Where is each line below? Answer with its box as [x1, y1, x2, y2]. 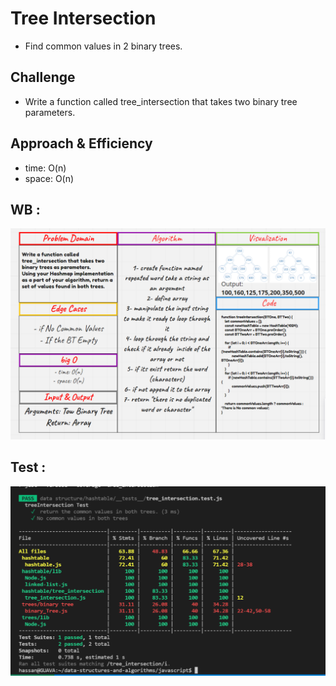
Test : [10, 459, 47, 476]
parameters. [24, 106, 76, 118]
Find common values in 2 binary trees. [24, 40, 183, 52]
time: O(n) [24, 162, 67, 174]
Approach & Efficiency [10, 135, 153, 152]
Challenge [10, 69, 76, 86]
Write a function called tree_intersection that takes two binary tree [24, 95, 298, 107]
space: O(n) [24, 172, 75, 184]
